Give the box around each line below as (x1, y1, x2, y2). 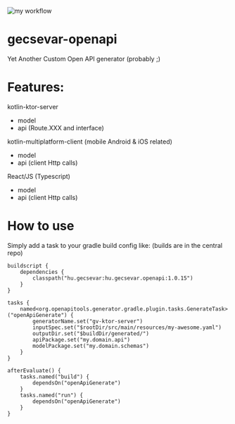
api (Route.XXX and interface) (17, 123, 104, 132)
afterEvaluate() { (7, 367, 61, 374)
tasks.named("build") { (20, 373, 90, 380)
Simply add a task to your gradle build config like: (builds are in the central (7, 241, 223, 249)
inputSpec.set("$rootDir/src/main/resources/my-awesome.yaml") (32, 324, 222, 331)
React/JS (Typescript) (7, 172, 70, 180)
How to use (7, 218, 75, 234)
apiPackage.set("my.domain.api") (32, 336, 131, 343)
